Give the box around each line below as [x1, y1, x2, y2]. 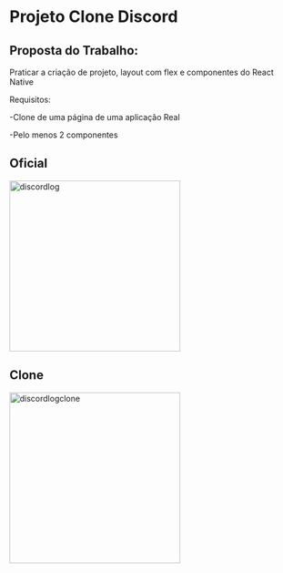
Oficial [9, 156, 48, 171]
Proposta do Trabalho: [9, 43, 139, 58]
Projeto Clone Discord [9, 6, 178, 27]
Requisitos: [9, 94, 52, 105]
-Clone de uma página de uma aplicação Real [9, 112, 180, 122]
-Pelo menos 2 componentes [9, 129, 118, 140]
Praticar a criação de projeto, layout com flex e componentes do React [9, 67, 275, 77]
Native [9, 77, 35, 87]
